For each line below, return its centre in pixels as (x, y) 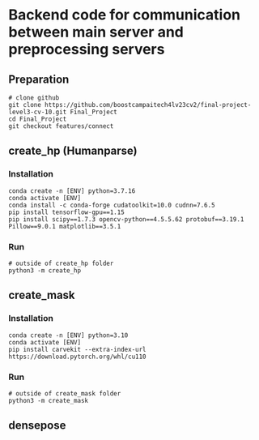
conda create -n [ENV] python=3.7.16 (72, 191)
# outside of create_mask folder (65, 393)
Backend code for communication (125, 15)
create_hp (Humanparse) (73, 151)
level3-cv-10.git (38, 112)
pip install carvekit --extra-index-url (78, 349)
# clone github (34, 98)
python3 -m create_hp (45, 270)
